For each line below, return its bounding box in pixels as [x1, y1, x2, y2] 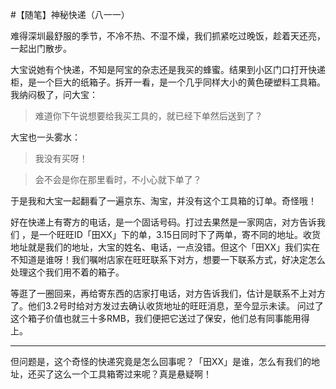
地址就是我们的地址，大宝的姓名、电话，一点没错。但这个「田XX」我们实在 [10, 241, 321, 253]
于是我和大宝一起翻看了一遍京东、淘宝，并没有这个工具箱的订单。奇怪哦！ [10, 195, 317, 207]
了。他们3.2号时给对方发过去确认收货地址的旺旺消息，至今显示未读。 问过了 [10, 300, 324, 312]
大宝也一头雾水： [10, 131, 81, 143]
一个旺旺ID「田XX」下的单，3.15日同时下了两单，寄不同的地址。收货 [38, 229, 322, 240]
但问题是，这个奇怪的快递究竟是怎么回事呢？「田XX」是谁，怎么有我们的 [10, 356, 312, 367]
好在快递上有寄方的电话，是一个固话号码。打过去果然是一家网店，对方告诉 [10, 216, 317, 228]
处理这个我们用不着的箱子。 [10, 266, 125, 278]
